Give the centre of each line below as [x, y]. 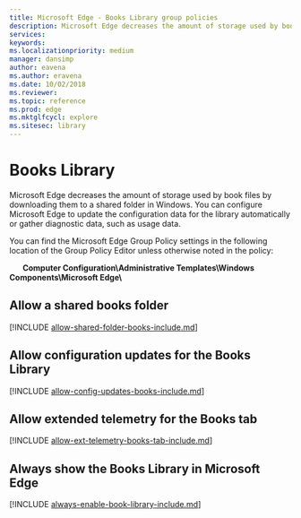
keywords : [28, 43]
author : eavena [38, 68]
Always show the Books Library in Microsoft [135, 468]
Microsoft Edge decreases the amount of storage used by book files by [141, 194]
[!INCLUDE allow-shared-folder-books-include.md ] [104, 327]
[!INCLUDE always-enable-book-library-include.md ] [105, 505]
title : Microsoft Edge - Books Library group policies [114, 17]
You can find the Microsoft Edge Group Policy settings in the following [138, 241]
